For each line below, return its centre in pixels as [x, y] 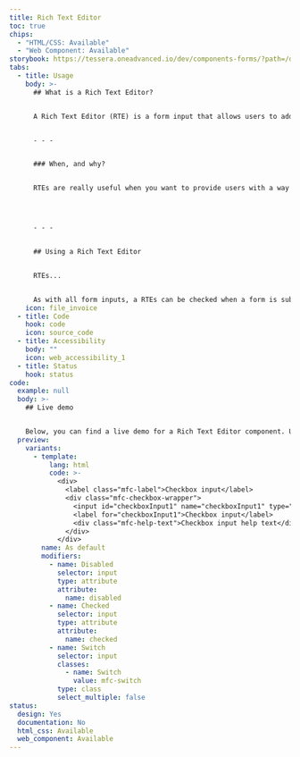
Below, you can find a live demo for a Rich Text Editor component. [155, 432]
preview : [33, 440]
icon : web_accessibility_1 [75, 357]
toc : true [28, 26]
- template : [55, 457]
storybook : [29, 59]
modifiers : [62, 556]
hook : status [50, 374]
